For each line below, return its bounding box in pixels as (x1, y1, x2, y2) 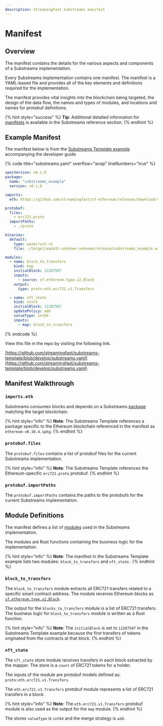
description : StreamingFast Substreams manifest (5, 7, 105, 12)
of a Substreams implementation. (5, 65, 71, 71)
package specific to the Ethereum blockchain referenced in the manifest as (5, 423, 155, 429)
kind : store (14, 299, 38, 305)
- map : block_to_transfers (17, 322, 73, 327)
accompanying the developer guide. (5, 151, 78, 157)
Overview (5, 47, 35, 56)
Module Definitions (5, 511, 64, 520)
